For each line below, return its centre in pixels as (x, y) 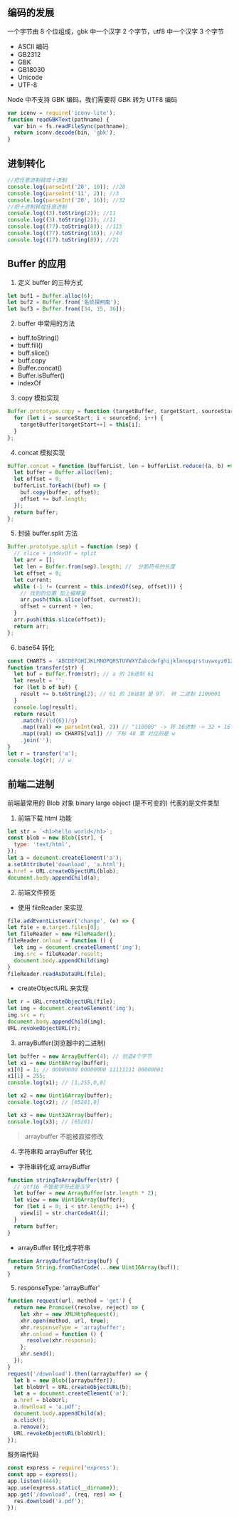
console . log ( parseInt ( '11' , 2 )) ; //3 (63, 193)
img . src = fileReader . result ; (58, 954)
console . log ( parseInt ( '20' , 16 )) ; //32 (67, 200)
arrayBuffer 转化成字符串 (54, 1247)
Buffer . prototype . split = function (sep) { (73, 547)
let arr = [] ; (34, 560)
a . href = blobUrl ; (41, 1400)
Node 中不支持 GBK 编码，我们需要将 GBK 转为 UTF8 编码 (92, 99)
